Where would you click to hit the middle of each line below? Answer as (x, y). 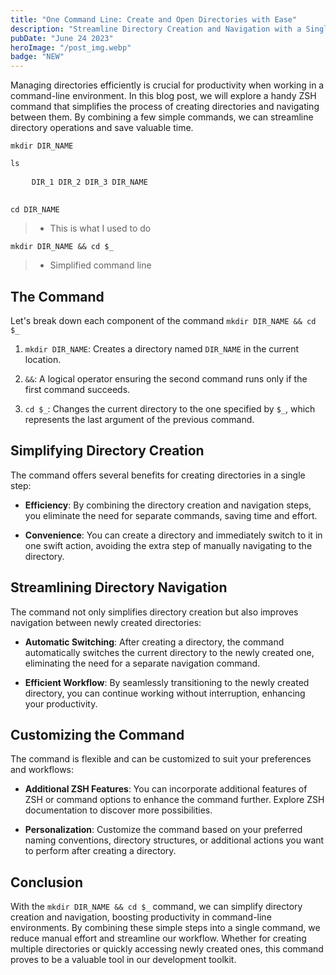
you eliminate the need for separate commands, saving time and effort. (171, 515)
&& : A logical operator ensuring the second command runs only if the (166, 378)
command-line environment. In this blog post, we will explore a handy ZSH (163, 96)
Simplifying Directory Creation (107, 451)
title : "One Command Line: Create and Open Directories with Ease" (154, 19)
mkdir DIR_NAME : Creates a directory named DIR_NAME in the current (162, 348)
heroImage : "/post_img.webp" (71, 47)
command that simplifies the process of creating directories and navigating (165, 107)
